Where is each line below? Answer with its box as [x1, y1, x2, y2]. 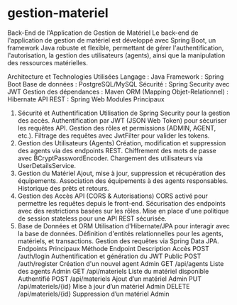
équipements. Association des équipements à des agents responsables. [17, 176, 228, 185]
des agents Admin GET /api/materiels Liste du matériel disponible [17, 267, 209, 275]
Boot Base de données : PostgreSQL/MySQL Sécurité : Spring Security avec [7, 79, 230, 88]
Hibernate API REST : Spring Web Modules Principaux [7, 94, 165, 104]
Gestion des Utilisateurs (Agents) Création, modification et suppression [17, 138, 226, 147]
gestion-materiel [7, 5, 109, 21]
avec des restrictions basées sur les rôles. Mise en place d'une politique [17, 206, 229, 215]
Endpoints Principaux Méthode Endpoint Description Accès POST [17, 244, 209, 253]
